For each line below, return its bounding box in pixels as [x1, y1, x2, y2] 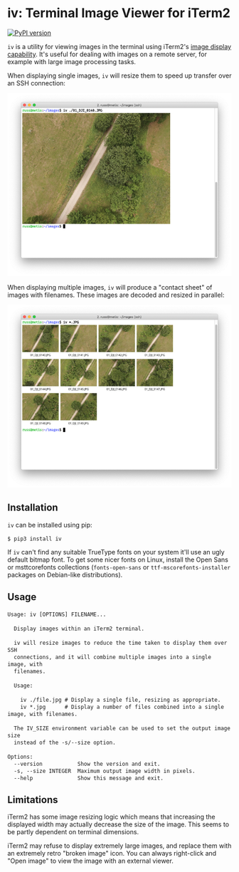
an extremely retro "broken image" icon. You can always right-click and [7, 849, 217, 858]
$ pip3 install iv [7, 535, 62, 542]
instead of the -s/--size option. [14, 739, 116, 746]
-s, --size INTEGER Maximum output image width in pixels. [14, 767, 196, 774]
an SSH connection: [7, 78, 66, 87]
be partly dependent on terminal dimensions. [7, 828, 139, 836]
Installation [7, 502, 58, 514]
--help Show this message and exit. [14, 774, 164, 782]
